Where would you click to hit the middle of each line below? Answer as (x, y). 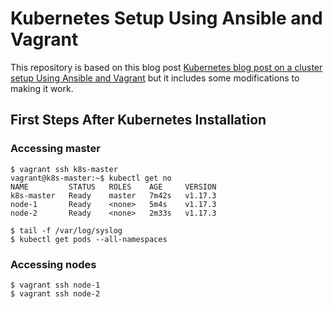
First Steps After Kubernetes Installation (138, 120)
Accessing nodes (53, 264)
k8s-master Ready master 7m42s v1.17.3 (113, 195)
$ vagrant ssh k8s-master (64, 169)
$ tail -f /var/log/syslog (66, 230)
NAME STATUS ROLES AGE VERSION (113, 187)
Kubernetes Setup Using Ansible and (166, 18)
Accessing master (55, 149)
